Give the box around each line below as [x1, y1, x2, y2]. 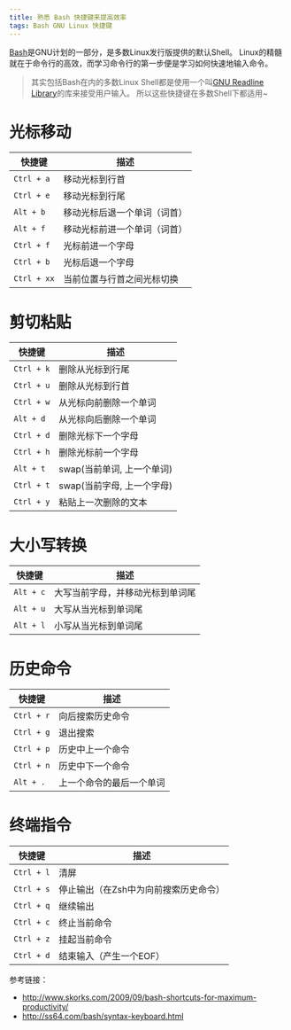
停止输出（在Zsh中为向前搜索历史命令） [58, 884, 226, 896]
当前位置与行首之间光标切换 [63, 273, 179, 285]
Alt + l [13, 620, 46, 630]
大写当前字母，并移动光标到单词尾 [54, 587, 196, 599]
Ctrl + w [13, 397, 50, 408]
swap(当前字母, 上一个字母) [58, 480, 172, 492]
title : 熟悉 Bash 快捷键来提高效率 [9, 12, 126, 22]
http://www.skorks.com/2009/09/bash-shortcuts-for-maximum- [21, 992, 257, 1003]
